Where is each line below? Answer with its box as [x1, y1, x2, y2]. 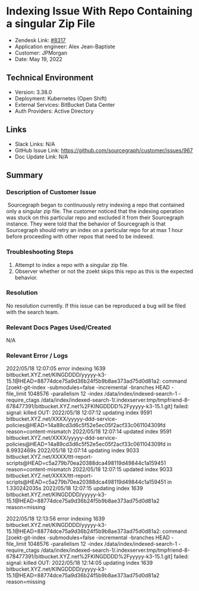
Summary [6, 170, 43, 180]
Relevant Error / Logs [6, 352, 68, 360]
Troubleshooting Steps [6, 248, 74, 256]
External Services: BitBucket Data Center [14, 101, 115, 108]
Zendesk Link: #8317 [14, 36, 66, 43]
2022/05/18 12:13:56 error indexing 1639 [6, 515, 105, 522]
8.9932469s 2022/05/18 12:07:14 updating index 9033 [6, 447, 140, 454]
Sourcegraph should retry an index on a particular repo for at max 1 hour [6, 227, 183, 234]
